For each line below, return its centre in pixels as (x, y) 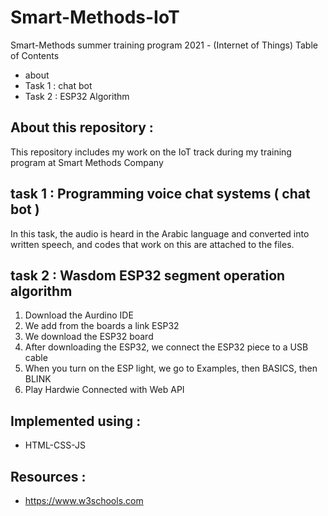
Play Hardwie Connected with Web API (104, 390)
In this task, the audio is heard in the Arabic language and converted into (160, 233)
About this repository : (82, 127)
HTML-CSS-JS (55, 445)
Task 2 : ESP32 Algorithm (77, 96)
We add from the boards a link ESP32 (102, 326)
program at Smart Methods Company (87, 162)
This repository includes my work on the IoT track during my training (151, 152)
